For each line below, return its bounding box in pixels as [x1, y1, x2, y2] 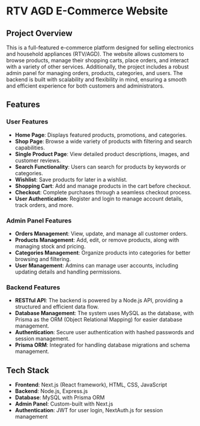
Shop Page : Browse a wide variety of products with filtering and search [14, 137, 192, 145]
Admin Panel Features [6, 216, 72, 224]
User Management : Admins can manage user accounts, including [14, 262, 178, 269]
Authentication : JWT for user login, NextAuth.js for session [14, 407, 163, 414]
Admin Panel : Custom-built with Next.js [14, 400, 114, 407]
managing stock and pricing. [14, 242, 86, 250]
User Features [6, 118, 49, 126]
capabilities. [14, 144, 45, 151]
